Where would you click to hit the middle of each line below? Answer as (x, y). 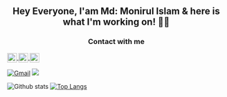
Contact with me (116, 42)
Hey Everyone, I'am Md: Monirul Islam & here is (116, 11)
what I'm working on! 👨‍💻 (116, 22)
